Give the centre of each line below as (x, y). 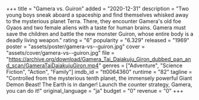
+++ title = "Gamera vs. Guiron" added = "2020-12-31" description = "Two (98, 9)
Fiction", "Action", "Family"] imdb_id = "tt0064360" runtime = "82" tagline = (99, 72)
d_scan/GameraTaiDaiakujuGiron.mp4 (53, 65)
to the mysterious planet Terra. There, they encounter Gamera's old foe (94, 21)
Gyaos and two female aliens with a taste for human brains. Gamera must (96, 27)
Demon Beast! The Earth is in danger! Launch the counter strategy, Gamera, (99, 85)
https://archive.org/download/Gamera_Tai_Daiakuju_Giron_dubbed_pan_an (100, 59)
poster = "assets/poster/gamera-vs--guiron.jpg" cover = (76, 46)
